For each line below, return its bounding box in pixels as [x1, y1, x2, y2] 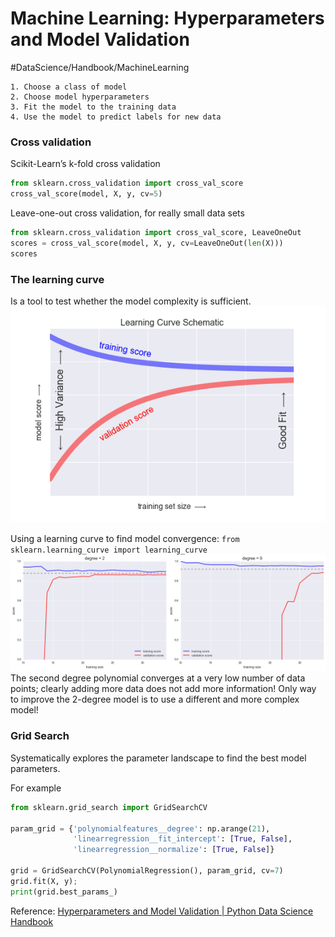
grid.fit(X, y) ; [10, 876, 78, 886]
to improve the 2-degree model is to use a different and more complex [10, 693, 300, 706]
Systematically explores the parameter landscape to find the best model [10, 752, 307, 764]
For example [10, 782, 62, 794]
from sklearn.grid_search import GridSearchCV [10, 802, 208, 812]
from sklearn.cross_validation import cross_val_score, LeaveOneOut [10, 227, 302, 237]
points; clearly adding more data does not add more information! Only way [10, 683, 317, 695]
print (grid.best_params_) [10, 887, 118, 897]
